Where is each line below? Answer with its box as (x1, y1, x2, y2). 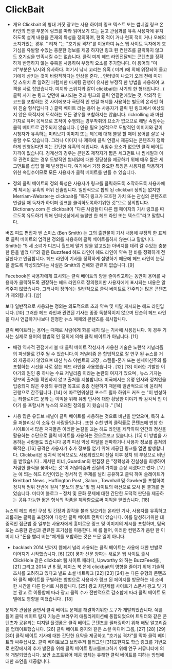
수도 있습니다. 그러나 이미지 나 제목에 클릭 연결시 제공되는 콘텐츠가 (22, 137, 156, 143)
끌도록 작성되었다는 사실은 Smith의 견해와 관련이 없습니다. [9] (10, 261, 135, 268)
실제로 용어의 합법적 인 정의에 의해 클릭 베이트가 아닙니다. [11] (14, 333, 138, 339)
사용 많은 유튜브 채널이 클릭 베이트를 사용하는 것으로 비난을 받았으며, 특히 (12, 413, 160, 419)
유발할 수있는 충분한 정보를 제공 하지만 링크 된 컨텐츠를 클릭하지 (26, 47, 154, 53)
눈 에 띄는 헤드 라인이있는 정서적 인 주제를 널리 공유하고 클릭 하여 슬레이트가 (12, 471, 165, 477)
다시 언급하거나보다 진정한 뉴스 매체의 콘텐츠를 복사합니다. (10, 315, 127, 322)
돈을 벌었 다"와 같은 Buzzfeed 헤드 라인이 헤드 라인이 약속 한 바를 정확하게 (10, 249, 160, 255)
